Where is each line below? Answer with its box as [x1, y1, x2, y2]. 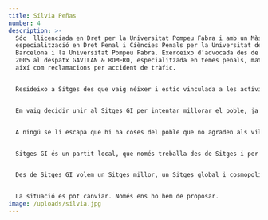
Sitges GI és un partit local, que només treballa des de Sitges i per [15, 150, 259, 158]
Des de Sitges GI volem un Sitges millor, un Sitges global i [15, 171, 227, 179]
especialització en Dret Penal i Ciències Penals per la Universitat [15, 42, 251, 50]
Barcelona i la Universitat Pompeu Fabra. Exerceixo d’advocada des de [15, 49, 259, 57]
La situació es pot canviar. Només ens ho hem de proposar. [15, 193, 219, 201]
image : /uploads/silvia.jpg [8, 200, 102, 208]
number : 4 [8, 19, 41, 27]
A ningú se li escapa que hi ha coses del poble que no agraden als [15, 128, 248, 136]
